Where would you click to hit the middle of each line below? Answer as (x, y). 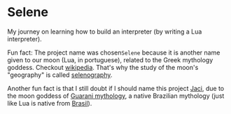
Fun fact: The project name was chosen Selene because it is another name (114, 52)
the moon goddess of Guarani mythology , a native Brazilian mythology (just (116, 96)
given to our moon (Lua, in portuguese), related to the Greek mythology (110, 59)
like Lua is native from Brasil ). (50, 103)
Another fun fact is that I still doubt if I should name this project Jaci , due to (116, 88)
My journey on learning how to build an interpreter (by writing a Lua (105, 31)
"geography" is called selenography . (60, 75)
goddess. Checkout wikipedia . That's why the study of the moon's (103, 67)
